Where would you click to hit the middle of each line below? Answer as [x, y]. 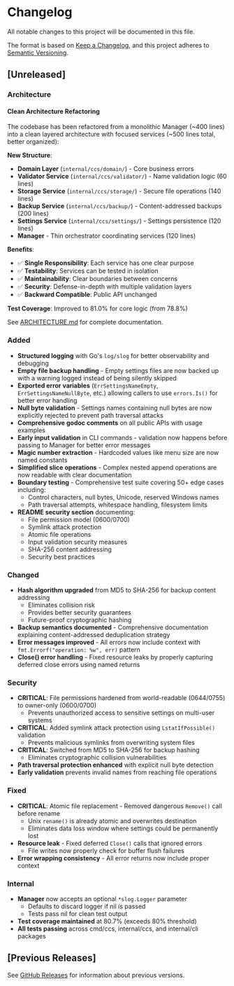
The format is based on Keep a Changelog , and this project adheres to [108, 45]
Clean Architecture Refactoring [53, 111]
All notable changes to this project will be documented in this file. [101, 32]
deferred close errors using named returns [79, 665]
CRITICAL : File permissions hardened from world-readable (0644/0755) [121, 698]
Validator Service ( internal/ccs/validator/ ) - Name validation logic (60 [122, 177]
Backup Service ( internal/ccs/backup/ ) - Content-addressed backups [119, 206]
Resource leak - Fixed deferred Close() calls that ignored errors [110, 843]
